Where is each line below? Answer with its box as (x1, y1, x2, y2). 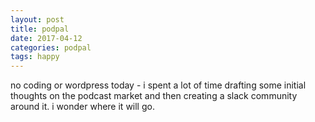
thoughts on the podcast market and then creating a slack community (10, 90, 298, 102)
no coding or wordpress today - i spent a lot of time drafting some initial (10, 79, 307, 91)
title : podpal (10, 24, 70, 34)
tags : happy (10, 52, 60, 62)
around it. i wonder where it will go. (10, 101, 155, 113)
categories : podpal (10, 42, 92, 53)
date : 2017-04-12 (10, 33, 83, 43)
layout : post (10, 14, 65, 25)
